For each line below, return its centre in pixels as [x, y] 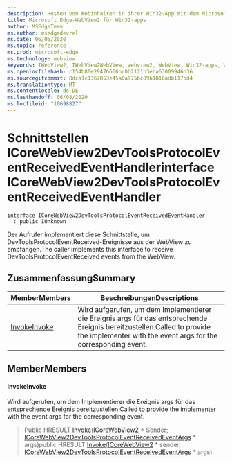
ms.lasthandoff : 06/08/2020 [48, 98]
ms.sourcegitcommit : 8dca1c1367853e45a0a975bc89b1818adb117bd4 [100, 78]
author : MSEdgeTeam [35, 26]
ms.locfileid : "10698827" [44, 104]
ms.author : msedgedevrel [43, 33]
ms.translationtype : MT [41, 85]
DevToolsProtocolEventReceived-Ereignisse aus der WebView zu [99, 242]
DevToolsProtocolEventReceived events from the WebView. [91, 256]
